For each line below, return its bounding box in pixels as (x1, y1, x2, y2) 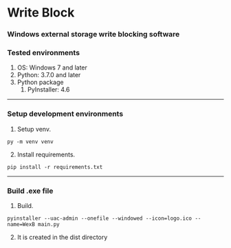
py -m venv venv (7, 138, 54, 145)
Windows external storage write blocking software (7, 30, 180, 39)
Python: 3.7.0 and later (16, 71, 81, 79)
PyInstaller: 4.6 (27, 85, 70, 94)
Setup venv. (16, 125, 52, 133)
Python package (16, 78, 64, 87)
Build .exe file (7, 186, 54, 196)
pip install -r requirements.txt (7, 163, 103, 170)
